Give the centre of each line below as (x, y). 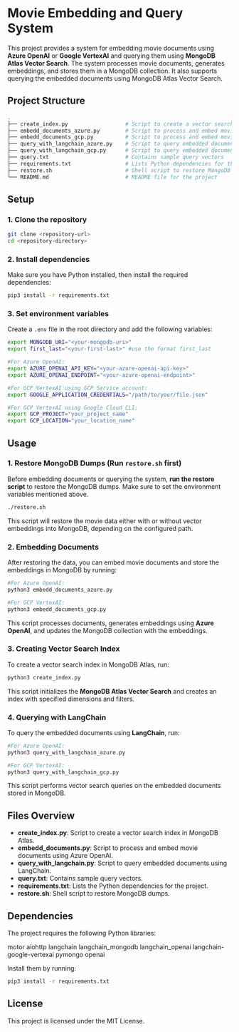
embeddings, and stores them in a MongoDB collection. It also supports (112, 71)
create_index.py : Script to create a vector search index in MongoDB (118, 833)
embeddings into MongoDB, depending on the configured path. (100, 528)
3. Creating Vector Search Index (64, 649)
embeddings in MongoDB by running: (62, 570)
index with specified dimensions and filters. (71, 699)
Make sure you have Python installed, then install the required (98, 275)
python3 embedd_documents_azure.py (60, 590)
